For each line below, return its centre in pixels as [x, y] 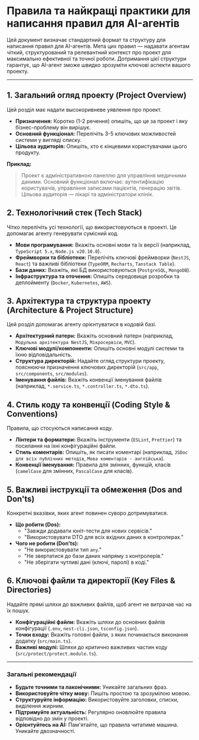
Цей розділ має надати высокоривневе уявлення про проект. [84, 109]
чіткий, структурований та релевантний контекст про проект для [89, 52]
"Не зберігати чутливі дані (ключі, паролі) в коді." [87, 562]
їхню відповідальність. [44, 355]
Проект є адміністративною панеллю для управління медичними [104, 175]
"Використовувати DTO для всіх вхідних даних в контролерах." [104, 537]
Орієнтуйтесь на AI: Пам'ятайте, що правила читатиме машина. [97, 725]
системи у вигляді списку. [48, 139]
